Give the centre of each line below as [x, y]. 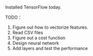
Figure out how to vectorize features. [50, 27]
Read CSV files [28, 32]
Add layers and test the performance [50, 48]
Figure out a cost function [39, 38]
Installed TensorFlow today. [33, 7]
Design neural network [36, 43]
